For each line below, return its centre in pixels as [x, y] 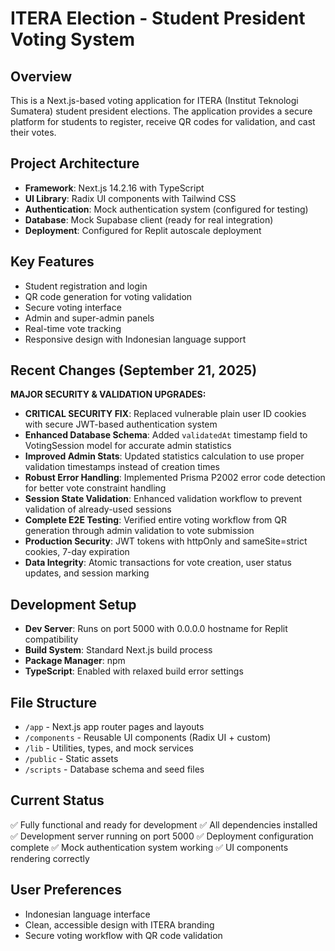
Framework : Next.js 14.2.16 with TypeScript [114, 188]
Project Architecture [75, 163]
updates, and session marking [87, 573]
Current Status [57, 800]
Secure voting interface [73, 307]
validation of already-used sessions [98, 509]
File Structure [53, 702]
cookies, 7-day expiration [77, 552]
